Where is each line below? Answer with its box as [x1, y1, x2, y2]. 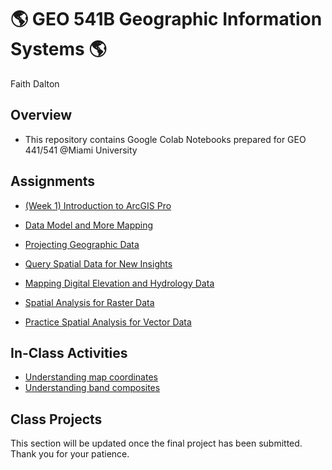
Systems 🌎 [10, 38, 107, 61]
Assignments [10, 173, 96, 190]
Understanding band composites [24, 382, 161, 394]
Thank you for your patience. [10, 448, 130, 460]
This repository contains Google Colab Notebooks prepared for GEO [24, 133, 307, 145]
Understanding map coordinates [24, 371, 158, 383]
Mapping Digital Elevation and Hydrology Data [24, 277, 215, 289]
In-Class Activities [10, 344, 128, 361]
